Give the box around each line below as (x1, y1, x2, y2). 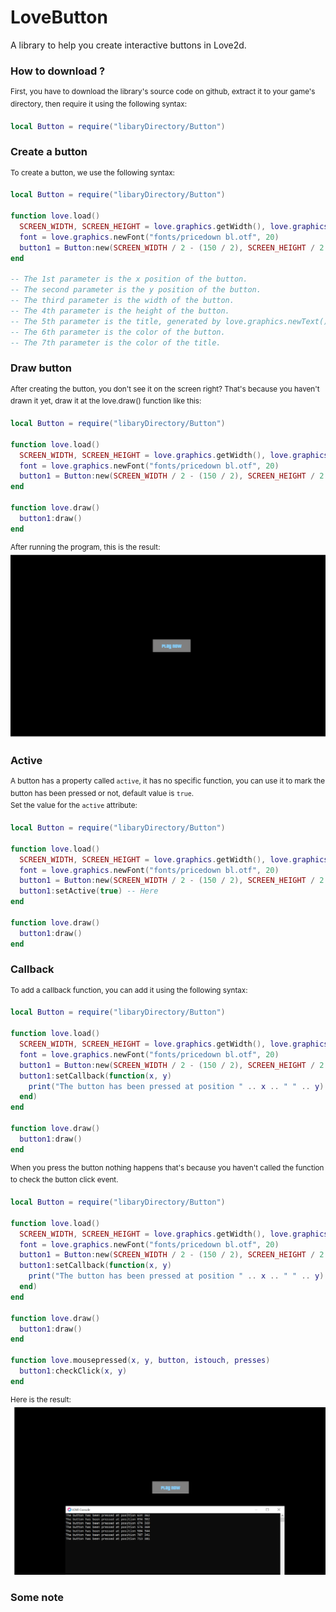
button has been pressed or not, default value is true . (10, 788, 194, 798)
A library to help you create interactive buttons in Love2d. (10, 39, 247, 51)
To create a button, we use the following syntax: (10, 167, 175, 178)
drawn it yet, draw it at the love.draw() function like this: (10, 396, 202, 406)
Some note (10, 1590, 65, 1604)
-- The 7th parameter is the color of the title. (10, 337, 222, 348)
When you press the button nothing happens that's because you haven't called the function (10, 1162, 325, 1173)
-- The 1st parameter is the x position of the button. (10, 274, 248, 285)
